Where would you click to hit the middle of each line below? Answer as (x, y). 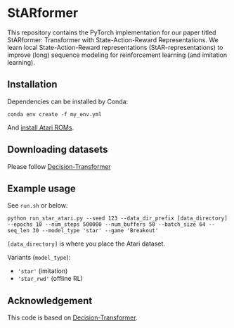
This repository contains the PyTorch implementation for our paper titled (112, 32)
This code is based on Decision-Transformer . (73, 317)
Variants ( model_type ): (39, 258)
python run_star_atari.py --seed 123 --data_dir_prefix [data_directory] (118, 219)
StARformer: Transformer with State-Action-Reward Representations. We (113, 39)
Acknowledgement (50, 301)
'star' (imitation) (43, 271)
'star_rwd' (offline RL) (50, 279)
